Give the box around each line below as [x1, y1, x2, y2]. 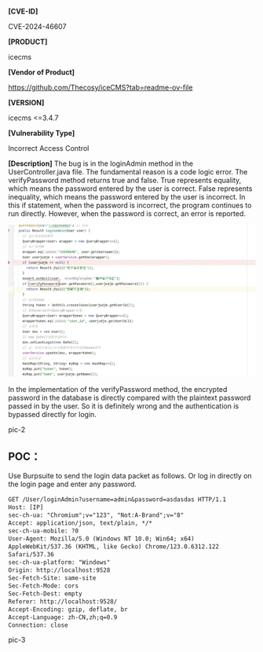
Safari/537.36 [8, 551, 55, 559]
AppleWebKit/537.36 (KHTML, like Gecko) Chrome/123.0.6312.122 [8, 543, 220, 551]
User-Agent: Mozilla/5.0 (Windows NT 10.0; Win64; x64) [8, 535, 195, 543]
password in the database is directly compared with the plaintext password [8, 393, 251, 403]
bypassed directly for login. [8, 410, 97, 419]
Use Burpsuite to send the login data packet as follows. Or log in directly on [8, 471, 253, 481]
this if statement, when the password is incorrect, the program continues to [8, 200, 252, 210]
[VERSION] [8, 98, 45, 107]
